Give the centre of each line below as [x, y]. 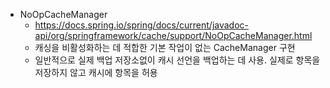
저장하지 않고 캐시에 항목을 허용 [96, 72]
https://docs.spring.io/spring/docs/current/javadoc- [142, 25]
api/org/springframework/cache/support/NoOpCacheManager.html [173, 35]
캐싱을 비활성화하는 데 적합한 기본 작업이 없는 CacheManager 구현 [165, 47]
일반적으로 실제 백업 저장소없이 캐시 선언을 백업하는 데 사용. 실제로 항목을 [177, 60]
